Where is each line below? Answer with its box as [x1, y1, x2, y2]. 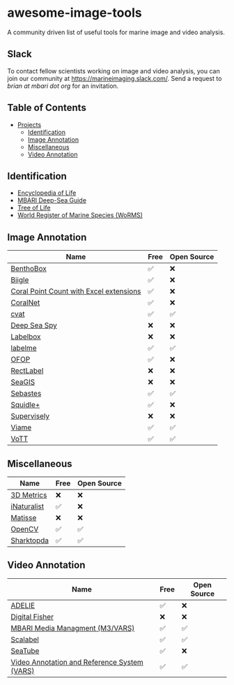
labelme [10, 344, 37, 353]
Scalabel [10, 634, 40, 644]
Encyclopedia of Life [17, 189, 77, 197]
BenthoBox [10, 264, 47, 274]
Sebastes [10, 389, 42, 399]
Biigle [10, 275, 29, 285]
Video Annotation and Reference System [10, 657, 144, 667]
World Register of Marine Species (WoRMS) [17, 211, 143, 219]
